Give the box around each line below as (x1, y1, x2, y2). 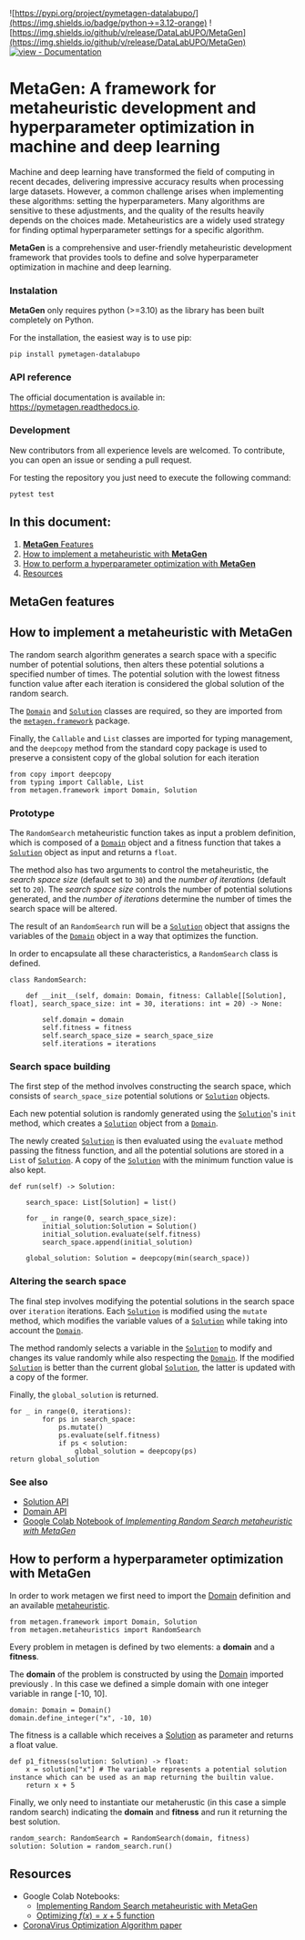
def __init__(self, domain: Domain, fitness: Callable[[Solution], (25, 992, 287, 1001)
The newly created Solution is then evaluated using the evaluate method (9, 1136, 284, 1147)
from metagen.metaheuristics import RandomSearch (9, 1625, 202, 1634)
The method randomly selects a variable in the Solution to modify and (9, 1343, 273, 1353)
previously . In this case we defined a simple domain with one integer (9, 1678, 269, 1689)
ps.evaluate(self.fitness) (57, 1430, 161, 1440)
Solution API (22, 1496, 69, 1507)
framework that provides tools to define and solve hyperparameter (9, 251, 259, 262)
